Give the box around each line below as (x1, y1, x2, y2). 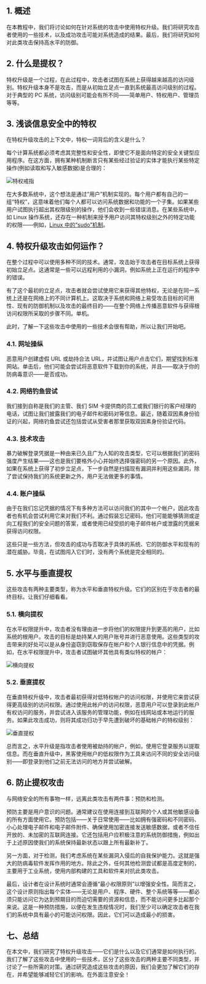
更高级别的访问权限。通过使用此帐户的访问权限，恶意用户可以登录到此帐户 (11, 701, 200, 708)
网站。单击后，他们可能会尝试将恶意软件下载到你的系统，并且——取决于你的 (6, 362, 200, 370)
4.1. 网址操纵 (6, 340, 44, 348)
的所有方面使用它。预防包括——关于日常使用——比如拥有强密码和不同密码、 (6, 816, 200, 823)
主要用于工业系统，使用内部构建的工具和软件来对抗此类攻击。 (6, 867, 162, 874)
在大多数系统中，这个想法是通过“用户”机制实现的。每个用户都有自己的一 (6, 190, 189, 198)
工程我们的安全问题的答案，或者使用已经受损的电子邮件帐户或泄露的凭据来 (11, 520, 200, 527)
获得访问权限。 (6, 528, 44, 535)
